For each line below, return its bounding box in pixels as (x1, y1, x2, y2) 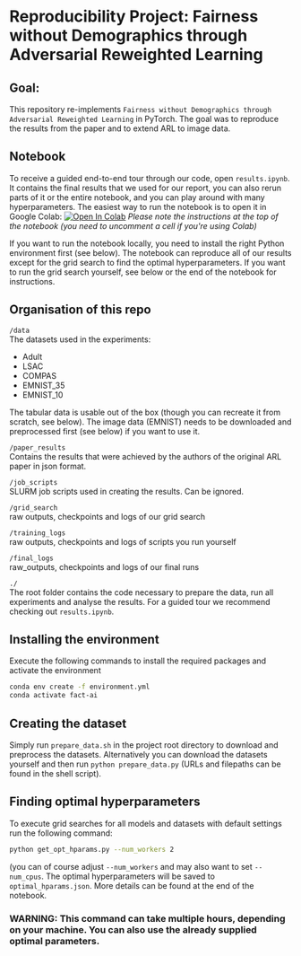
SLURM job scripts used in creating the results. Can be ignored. (9, 486, 245, 496)
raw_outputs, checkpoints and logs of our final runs (9, 561, 200, 572)
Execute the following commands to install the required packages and (9, 655, 267, 666)
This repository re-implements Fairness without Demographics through (9, 104, 271, 114)
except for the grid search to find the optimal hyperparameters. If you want (9, 257, 286, 268)
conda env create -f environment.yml (9, 682, 150, 692)
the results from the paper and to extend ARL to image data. (9, 123, 231, 134)
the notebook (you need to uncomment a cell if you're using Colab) (9, 220, 257, 231)
